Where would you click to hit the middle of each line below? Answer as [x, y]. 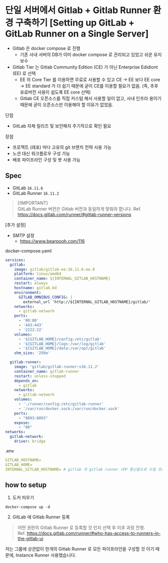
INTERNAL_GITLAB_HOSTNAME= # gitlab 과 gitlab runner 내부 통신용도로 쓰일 [80, 469]
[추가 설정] [15, 225]
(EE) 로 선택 [24, 73]
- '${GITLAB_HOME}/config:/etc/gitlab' [60, 339]
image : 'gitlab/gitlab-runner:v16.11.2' [57, 367]
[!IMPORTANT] [33, 203]
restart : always [31, 284]
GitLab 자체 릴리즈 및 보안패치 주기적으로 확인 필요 [62, 126]
